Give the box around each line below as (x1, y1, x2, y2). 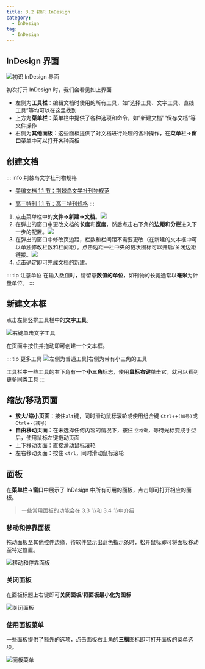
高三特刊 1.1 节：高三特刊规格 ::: (15, 199, 95, 207)
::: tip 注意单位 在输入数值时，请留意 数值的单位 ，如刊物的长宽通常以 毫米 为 (6, 271, 193, 279)
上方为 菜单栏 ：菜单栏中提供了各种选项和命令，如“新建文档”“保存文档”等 (15, 114, 196, 121)
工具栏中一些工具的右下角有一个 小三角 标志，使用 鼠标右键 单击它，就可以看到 (6, 368, 199, 375)
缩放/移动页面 (6, 395, 58, 406)
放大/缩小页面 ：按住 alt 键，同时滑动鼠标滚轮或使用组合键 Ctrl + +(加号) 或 (15, 412, 198, 420)
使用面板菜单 (6, 620, 45, 629)
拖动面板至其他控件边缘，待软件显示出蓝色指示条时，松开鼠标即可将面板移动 (6, 538, 199, 546)
